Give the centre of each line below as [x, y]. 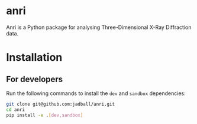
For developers [35, 79]
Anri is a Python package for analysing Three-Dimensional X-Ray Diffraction [99, 27]
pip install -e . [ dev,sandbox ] [45, 115]
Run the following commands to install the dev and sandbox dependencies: [96, 93]
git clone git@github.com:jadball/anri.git [61, 104]
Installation [34, 58]
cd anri [16, 110]
